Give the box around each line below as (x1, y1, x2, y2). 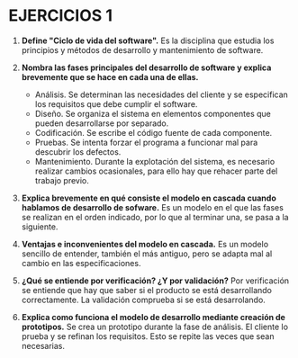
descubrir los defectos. (34, 146, 122, 157)
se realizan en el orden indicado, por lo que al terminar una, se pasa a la (21, 211, 289, 222)
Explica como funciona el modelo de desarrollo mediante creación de (21, 311, 285, 322)
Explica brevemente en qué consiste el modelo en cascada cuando (21, 192, 276, 203)
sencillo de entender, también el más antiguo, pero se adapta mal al (21, 248, 273, 259)
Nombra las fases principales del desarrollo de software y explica (21, 62, 272, 73)
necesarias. (21, 340, 65, 351)
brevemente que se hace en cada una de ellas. (21, 71, 199, 82)
